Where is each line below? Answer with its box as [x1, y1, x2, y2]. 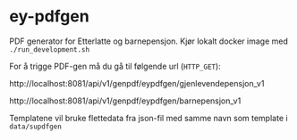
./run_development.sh [9, 45, 90, 54]
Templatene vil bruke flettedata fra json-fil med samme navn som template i [9, 112, 288, 123]
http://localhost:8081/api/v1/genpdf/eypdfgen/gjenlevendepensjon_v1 [9, 78, 265, 88]
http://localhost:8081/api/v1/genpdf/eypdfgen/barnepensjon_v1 [9, 95, 242, 106]
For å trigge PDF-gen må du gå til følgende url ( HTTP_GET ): [9, 61, 221, 71]
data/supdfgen [9, 122, 63, 131]
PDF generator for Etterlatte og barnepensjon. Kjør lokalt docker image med [9, 36, 289, 46]
